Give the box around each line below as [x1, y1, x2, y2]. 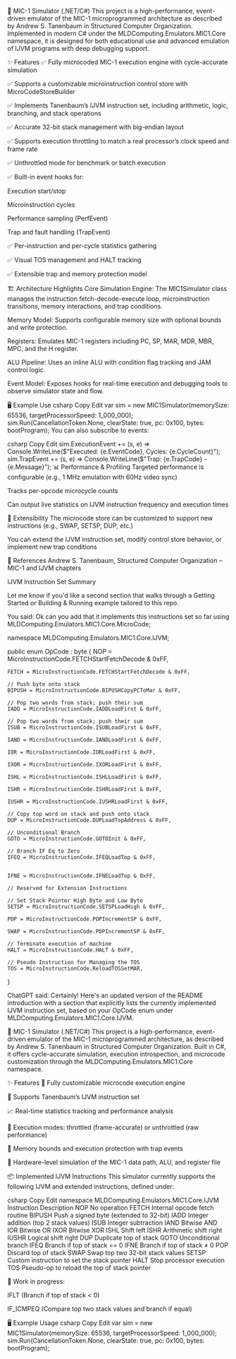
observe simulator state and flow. [7, 387, 104, 395]
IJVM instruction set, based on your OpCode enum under [7, 1007, 174, 1014]
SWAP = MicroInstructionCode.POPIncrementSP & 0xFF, [7, 928, 166, 935]
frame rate [7, 145, 38, 153]
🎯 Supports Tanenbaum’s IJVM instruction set [7, 1093, 140, 1101]
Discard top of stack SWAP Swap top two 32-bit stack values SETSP [7, 1249, 206, 1257]
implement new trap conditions [7, 542, 97, 551]
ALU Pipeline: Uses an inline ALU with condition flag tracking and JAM [7, 358, 211, 367]
